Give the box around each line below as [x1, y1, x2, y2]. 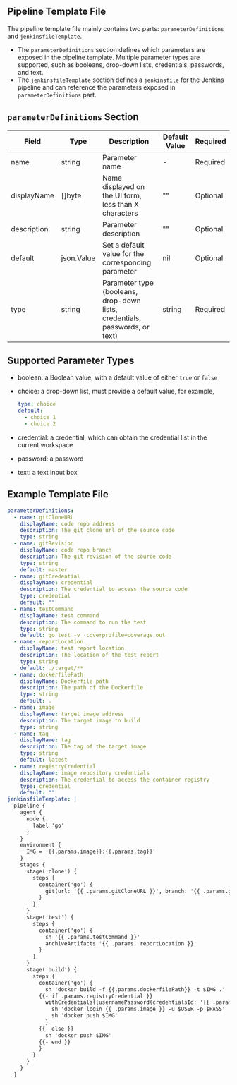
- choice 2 [24, 420, 56, 428]
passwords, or [102, 322, 150, 332]
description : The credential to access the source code [20, 586, 188, 593]
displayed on [102, 181, 145, 191]
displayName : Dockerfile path [20, 677, 109, 685]
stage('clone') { [25, 868, 78, 875]
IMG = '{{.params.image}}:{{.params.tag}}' [25, 848, 157, 856]
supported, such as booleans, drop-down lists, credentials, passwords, [17, 60, 224, 69]
